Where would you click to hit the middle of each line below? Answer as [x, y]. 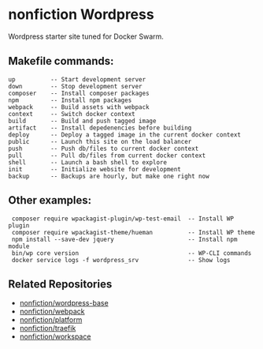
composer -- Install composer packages [79, 93]
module [19, 246]
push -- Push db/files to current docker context [104, 148]
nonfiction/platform [51, 320]
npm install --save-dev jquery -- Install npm [124, 239]
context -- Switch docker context [72, 114]
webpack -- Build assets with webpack [79, 107]
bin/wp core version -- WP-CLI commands [131, 253]
